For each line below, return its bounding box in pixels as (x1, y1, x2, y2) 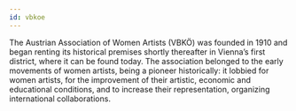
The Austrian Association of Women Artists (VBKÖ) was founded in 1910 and (9, 37, 288, 48)
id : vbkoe (9, 12, 46, 22)
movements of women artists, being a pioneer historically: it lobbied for (9, 65, 269, 76)
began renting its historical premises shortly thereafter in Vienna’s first (9, 46, 266, 57)
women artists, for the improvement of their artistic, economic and (9, 74, 251, 85)
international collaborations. (9, 93, 111, 104)
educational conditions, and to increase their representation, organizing (9, 84, 270, 94)
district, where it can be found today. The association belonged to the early (9, 55, 284, 66)
